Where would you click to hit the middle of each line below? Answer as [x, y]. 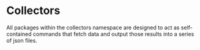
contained [19, 34]
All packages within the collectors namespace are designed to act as [93, 27]
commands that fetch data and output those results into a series [113, 34]
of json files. [22, 40]
